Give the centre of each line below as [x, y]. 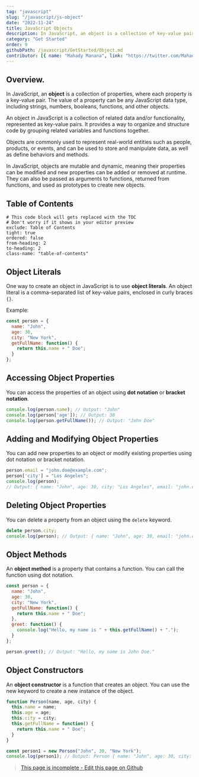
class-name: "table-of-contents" [47, 254]
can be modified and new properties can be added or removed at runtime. [97, 172]
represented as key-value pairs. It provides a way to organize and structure [98, 124]
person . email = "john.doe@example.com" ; [57, 471]
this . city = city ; [34, 718]
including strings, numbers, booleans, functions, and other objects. [88, 107]
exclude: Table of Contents [41, 228]
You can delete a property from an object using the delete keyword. [89, 520]
